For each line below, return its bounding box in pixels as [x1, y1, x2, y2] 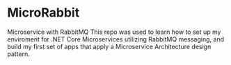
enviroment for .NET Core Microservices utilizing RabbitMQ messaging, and [7, 35, 225, 43]
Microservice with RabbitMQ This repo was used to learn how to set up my [7, 28, 221, 36]
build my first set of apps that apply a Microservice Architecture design [7, 42, 212, 50]
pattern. [7, 50, 30, 58]
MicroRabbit [7, 5, 80, 21]
